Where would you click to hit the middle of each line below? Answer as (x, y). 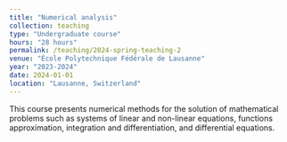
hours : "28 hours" (43, 42)
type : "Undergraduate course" (66, 34)
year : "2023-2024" (43, 67)
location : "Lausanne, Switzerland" (75, 83)
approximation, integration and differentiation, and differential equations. (142, 127)
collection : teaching (49, 26)
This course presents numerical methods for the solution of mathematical (144, 108)
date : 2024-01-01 (41, 75)
